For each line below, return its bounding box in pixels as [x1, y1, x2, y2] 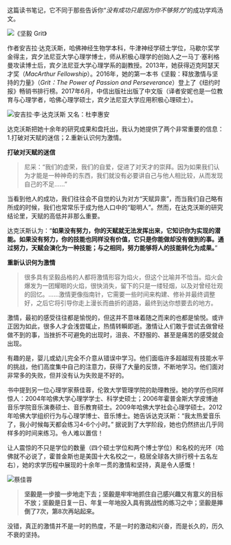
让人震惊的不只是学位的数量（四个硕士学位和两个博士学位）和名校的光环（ [7, 444, 218, 451]
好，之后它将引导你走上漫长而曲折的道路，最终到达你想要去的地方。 [23, 299, 217, 307]
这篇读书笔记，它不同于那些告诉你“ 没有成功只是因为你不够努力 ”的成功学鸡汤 [7, 6, 223, 14]
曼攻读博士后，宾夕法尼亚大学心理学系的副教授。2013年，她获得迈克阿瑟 [7, 61, 214, 69]
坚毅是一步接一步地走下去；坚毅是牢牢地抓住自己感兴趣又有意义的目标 [23, 490, 223, 498]
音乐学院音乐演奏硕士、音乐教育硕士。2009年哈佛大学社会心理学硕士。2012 [7, 403, 223, 411]
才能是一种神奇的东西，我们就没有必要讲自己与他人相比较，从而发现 [30, 172, 223, 179]
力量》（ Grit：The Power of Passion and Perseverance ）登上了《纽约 [19, 79, 214, 86]
